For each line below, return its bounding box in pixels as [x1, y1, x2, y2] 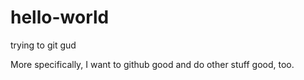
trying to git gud [10, 39, 77, 51]
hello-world [10, 6, 110, 29]
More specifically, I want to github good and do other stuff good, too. [10, 58, 295, 70]
